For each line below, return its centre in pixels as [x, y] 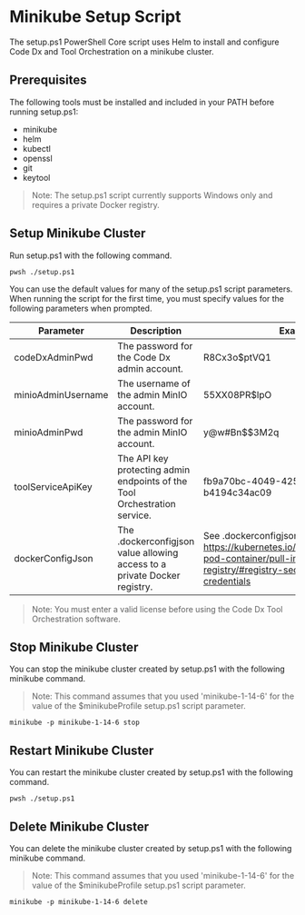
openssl [37, 158]
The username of [154, 383]
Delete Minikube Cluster [79, 826]
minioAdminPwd [49, 432]
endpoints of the [152, 481]
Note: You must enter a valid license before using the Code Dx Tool [157, 609]
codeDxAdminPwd [54, 357]
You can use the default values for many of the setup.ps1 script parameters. [151, 289]
